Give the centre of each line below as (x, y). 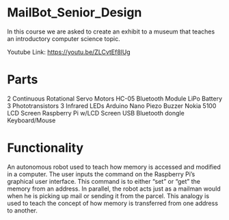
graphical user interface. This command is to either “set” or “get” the (104, 181)
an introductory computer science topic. (64, 38)
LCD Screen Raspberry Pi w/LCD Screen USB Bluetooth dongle (96, 113)
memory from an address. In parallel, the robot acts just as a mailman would (114, 189)
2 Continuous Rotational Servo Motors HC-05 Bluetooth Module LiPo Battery (115, 98)
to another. (22, 210)
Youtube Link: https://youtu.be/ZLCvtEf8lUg (69, 52)
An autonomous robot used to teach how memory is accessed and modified (114, 167)
